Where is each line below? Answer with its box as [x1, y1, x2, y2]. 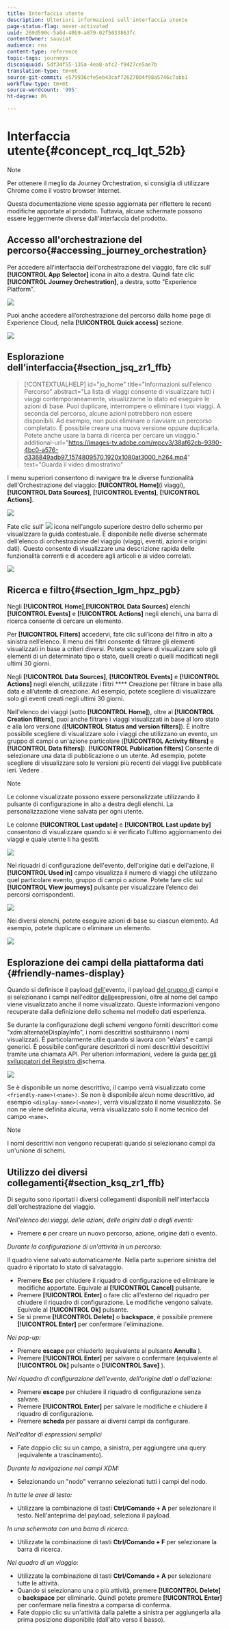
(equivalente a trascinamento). [16, 1451, 104, 1458]
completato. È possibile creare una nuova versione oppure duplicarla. [23, 423, 220, 432]
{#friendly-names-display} [7, 967, 125, 979]
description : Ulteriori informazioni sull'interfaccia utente [7, 16, 188, 23]
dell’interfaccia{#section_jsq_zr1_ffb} [7, 362, 172, 374]
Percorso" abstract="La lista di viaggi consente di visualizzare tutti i [23, 387, 215, 395]
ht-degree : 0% [7, 93, 48, 100]
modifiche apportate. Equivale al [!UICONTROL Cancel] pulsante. [16, 1284, 202, 1292]
